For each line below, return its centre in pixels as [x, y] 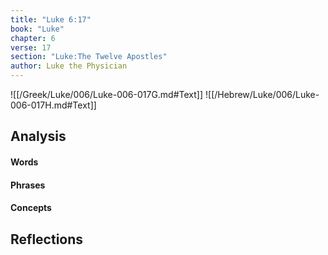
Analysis [38, 136]
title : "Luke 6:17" [51, 19]
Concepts [31, 208]
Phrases [28, 185]
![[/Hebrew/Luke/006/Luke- [262, 94]
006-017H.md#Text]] [53, 105]
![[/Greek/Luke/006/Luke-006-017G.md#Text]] [107, 94]
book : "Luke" [37, 29]
